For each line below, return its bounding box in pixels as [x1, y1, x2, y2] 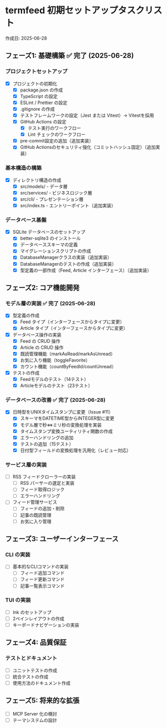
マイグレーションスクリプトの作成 [20, 248, 91, 254]
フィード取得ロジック [20, 486, 65, 493]
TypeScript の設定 [20, 93, 58, 99]
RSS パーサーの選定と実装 [20, 480, 75, 486]
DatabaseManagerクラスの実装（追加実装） [20, 255, 112, 261]
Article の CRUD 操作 [20, 344, 64, 351]
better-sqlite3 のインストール [20, 235, 81, 241]
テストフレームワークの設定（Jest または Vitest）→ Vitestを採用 [20, 112, 154, 118]
